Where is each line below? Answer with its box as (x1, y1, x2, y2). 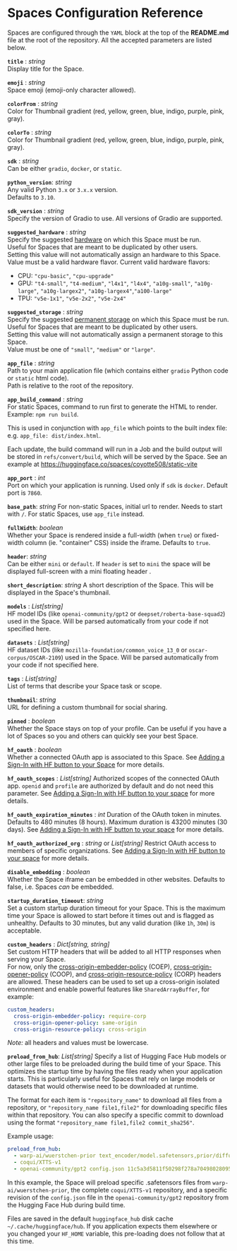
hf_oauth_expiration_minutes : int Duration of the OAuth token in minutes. (7, 810, 222, 818)
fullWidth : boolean (7, 523, 63, 532)
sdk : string (7, 157, 39, 165)
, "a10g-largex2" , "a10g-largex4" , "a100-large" (36, 286, 173, 294)
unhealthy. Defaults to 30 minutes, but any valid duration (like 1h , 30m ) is (7, 918, 216, 927)
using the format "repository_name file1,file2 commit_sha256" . (7, 1118, 195, 1127)
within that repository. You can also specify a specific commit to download (7, 1111, 224, 1120)
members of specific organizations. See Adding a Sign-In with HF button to (7, 846, 226, 855)
